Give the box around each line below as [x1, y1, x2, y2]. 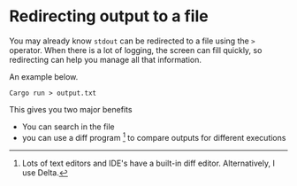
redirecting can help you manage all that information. [9, 54, 202, 65]
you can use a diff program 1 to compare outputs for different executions [21, 130, 286, 143]
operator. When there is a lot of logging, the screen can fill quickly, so [9, 44, 263, 55]
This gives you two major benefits [9, 104, 133, 114]
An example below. [9, 71, 79, 81]
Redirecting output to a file [9, 6, 209, 27]
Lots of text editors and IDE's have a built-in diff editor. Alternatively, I [21, 158, 276, 168]
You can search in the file [21, 121, 115, 132]
